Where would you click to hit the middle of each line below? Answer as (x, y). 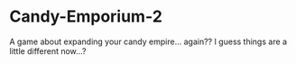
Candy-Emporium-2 (86, 17)
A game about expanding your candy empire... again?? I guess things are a (148, 41)
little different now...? (48, 50)
